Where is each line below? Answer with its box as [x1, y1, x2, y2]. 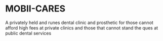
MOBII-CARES [5, 3, 66, 14]
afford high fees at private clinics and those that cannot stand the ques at [5, 24, 158, 30]
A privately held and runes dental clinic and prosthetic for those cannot [5, 19, 153, 25]
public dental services [5, 30, 52, 36]
